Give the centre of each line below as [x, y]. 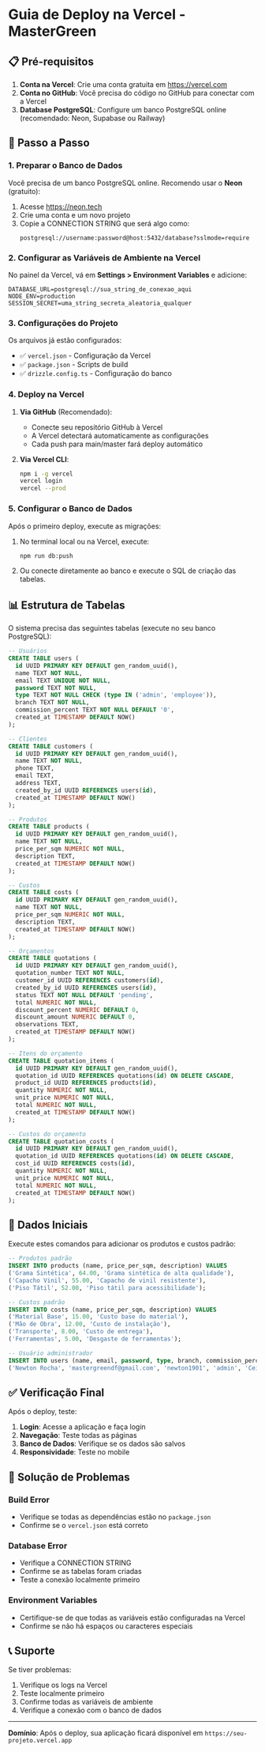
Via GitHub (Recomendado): [66, 411]
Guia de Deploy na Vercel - [97, 15]
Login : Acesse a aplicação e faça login [82, 1427]
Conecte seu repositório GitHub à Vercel [97, 427]
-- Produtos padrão [40, 1259]
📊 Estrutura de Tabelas [67, 605]
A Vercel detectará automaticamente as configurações [120, 435]
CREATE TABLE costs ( [44, 893]
